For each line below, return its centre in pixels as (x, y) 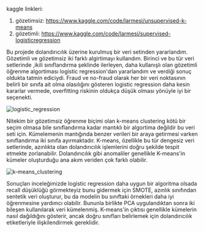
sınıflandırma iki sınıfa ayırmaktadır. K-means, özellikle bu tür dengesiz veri (100, 140)
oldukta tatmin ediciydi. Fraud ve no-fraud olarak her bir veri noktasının (96, 78)
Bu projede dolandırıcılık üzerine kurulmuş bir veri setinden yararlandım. (97, 52)
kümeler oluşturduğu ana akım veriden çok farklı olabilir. (77, 160)
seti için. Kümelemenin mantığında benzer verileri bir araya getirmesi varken (102, 134)
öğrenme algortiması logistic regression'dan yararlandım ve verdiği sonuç (99, 71)
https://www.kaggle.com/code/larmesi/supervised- (106, 34)
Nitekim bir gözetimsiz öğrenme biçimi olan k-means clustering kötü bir (96, 121)
